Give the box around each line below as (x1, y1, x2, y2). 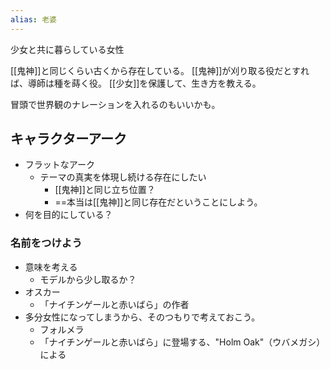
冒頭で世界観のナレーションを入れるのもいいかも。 (10, 98, 221, 110)
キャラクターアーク (10, 131, 128, 148)
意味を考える (24, 261, 78, 273)
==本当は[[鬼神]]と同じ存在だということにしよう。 (54, 196, 263, 208)
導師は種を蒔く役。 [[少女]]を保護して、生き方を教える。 (27, 77, 262, 89)
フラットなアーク (24, 159, 95, 171)
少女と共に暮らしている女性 (10, 43, 125, 55)
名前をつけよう (10, 236, 83, 250)
